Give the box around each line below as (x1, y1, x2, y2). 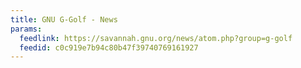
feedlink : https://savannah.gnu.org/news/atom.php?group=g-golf (19, 33, 293, 43)
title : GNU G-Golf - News (10, 14, 118, 25)
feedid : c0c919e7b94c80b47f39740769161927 (19, 42, 199, 53)
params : (10, 24, 43, 34)
